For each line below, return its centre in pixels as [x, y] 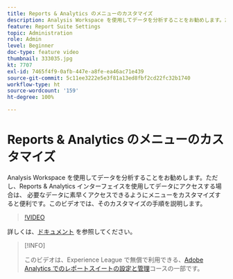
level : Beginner [31, 46]
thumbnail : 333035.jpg [40, 59]
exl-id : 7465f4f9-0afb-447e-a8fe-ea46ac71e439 [76, 71]
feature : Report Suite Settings [54, 26]
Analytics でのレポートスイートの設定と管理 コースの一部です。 [114, 268]
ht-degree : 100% [31, 98]
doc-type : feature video [43, 53]
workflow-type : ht [34, 84]
